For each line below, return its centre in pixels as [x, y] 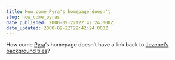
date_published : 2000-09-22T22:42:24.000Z [60, 22]
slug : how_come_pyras [33, 17]
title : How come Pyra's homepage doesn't [59, 11]
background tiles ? [28, 51]
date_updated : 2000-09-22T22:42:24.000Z [57, 28]
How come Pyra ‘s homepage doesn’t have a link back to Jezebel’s [87, 45]
